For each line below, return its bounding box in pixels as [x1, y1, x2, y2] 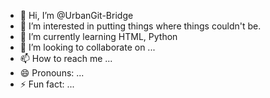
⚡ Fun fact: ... [19, 78, 75, 90]
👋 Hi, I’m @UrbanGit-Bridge [19, 10, 134, 21]
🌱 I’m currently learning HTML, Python [19, 31, 178, 42]
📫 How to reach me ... [19, 53, 113, 64]
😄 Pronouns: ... [19, 67, 85, 79]
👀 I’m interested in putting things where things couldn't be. [19, 20, 262, 32]
